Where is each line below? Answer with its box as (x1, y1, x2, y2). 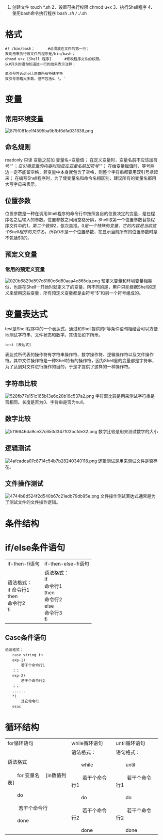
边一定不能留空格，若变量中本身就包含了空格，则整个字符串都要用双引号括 (5, 169, 154, 175)
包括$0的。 (9, 235, 32, 241)
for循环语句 (7, 740, 34, 747)
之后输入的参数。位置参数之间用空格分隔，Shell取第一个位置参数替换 (13, 216, 151, 222)
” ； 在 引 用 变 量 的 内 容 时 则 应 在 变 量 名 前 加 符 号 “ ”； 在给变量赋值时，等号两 (11, 163, 155, 169)
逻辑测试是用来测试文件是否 (98, 458, 154, 464)
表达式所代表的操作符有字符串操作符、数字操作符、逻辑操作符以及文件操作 (5, 352, 154, 357)
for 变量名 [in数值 (17, 772, 62, 779)
